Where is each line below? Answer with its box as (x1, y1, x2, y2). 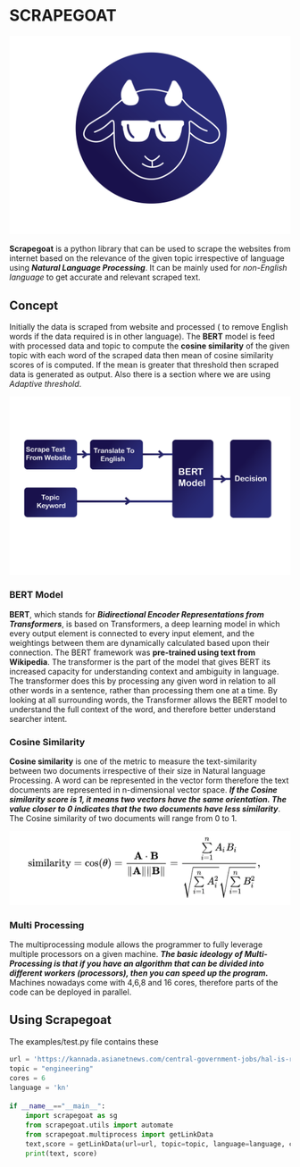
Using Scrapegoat (9, 1012, 112, 1028)
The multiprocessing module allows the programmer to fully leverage (9, 939, 263, 950)
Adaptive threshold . (9, 379, 82, 390)
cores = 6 (9, 1073, 46, 1082)
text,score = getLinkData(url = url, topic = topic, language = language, (25, 1139, 286, 1148)
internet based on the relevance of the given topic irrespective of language (9, 253, 285, 264)
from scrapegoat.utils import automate (25, 1121, 174, 1130)
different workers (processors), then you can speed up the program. (9, 968, 269, 978)
